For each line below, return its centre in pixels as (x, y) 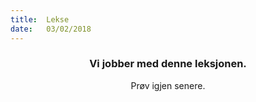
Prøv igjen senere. (168, 85)
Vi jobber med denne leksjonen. (168, 64)
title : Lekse (40, 19)
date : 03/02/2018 (51, 29)
